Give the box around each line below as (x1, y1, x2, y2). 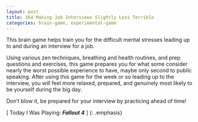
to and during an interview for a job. (6, 42, 95, 50)
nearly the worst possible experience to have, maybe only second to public (6, 67, 192, 74)
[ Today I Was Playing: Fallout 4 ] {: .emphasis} (6, 109, 123, 117)
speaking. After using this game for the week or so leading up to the (6, 73, 175, 81)
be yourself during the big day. (6, 86, 82, 93)
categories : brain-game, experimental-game (6, 20, 117, 26)
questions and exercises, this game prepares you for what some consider (6, 60, 188, 68)
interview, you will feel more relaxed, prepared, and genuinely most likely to (6, 80, 193, 87)
